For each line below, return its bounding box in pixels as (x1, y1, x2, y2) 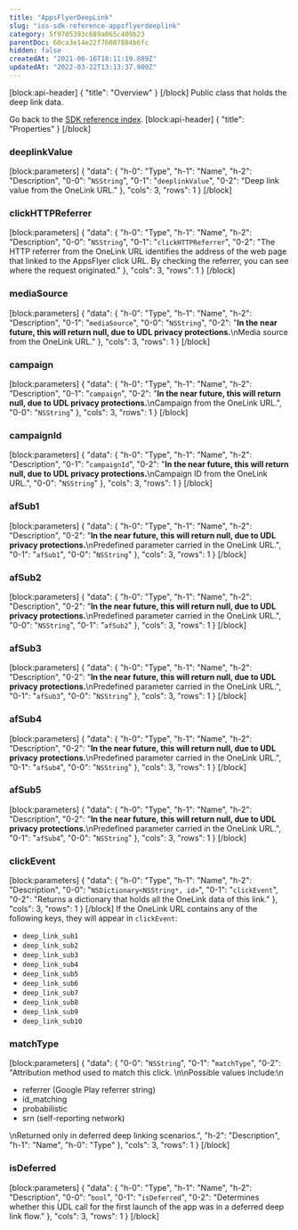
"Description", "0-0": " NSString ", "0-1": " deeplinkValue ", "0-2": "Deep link (9, 176, 280, 186)
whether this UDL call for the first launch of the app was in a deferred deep (9, 1201, 285, 1212)
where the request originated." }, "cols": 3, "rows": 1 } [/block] (9, 265, 236, 276)
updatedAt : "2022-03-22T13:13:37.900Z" (9, 63, 157, 72)
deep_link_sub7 (21, 988, 79, 998)
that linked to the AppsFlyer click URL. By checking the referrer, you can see (9, 256, 289, 266)
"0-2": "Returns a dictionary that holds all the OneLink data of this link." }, (9, 894, 278, 905)
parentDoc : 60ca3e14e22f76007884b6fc (9, 37, 149, 47)
